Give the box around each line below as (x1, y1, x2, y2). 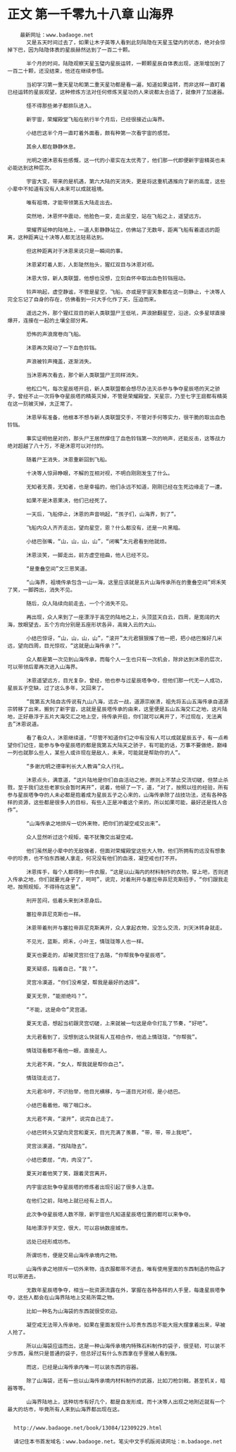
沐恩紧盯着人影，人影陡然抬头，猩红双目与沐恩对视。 (25, 261, 158, 268)
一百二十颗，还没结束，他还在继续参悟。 (7, 68, 107, 75)
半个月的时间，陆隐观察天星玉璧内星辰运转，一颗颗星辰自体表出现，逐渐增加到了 (25, 60, 225, 67)
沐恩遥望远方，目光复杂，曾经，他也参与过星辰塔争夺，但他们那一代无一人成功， (25, 677, 225, 684)
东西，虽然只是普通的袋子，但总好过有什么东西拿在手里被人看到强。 (12, 1350, 181, 1357)
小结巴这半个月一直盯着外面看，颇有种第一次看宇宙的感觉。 (25, 130, 173, 137)
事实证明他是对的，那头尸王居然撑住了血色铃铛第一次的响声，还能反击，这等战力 (25, 434, 225, 442)
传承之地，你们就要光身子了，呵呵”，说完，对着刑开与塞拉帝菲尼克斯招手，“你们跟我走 (12, 876, 229, 883)
